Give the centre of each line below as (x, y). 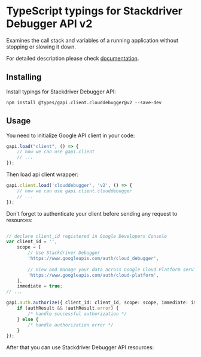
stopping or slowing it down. (41, 47)
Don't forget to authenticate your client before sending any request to (92, 213)
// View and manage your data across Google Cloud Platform (104, 270)
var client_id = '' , (32, 242)
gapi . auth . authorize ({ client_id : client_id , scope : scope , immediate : (97, 303)
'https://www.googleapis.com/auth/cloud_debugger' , (94, 259)
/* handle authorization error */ (71, 325)
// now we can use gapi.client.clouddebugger (75, 191)
